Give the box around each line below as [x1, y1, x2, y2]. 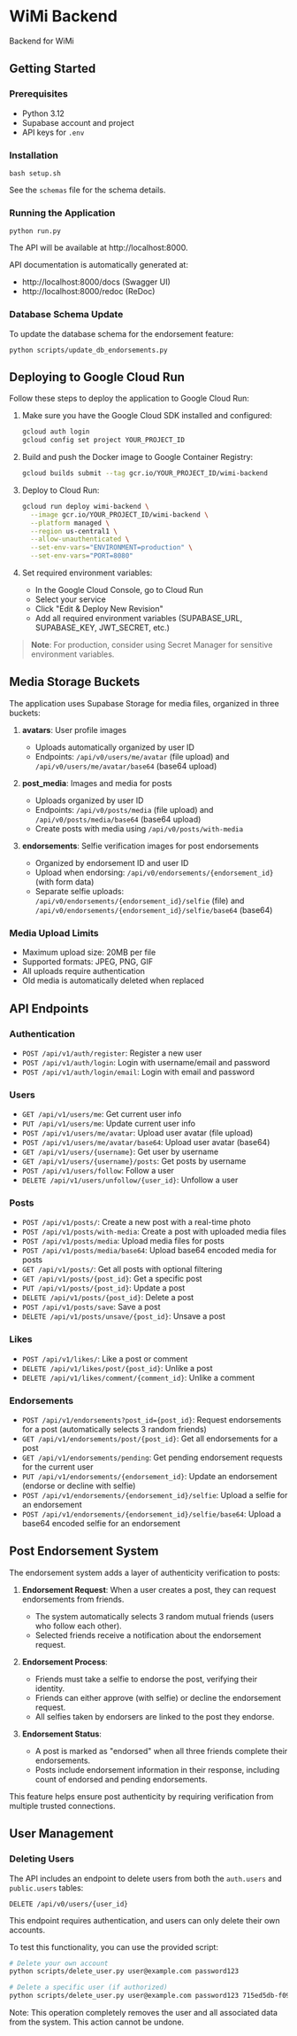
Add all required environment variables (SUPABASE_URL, [34, 613, 243, 624]
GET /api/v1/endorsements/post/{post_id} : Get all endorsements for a [21, 1433, 278, 1444]
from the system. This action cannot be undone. [9, 2016, 184, 2027]
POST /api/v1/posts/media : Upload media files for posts [21, 1236, 225, 1246]
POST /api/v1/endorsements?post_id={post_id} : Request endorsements [21, 1415, 282, 1425]
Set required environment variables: [21, 567, 153, 578]
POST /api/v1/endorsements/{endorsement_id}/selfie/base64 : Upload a [21, 1509, 281, 1519]
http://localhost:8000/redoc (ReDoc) [21, 286, 156, 297]
